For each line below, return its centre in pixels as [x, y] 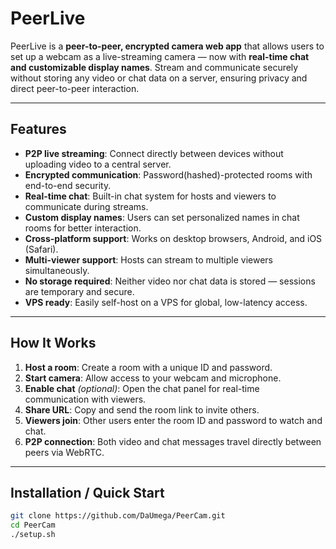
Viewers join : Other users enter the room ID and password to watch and [173, 420]
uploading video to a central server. [98, 164]
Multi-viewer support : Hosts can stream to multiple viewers [148, 259]
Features [38, 129]
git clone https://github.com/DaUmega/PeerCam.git [118, 516]
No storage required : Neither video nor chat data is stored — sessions [170, 281]
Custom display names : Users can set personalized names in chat [162, 217]
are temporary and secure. [79, 291]
